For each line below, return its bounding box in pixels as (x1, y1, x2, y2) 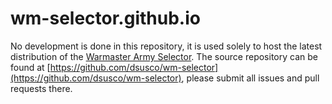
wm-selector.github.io (10, 7, 201, 30)
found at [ (10, 61, 51, 73)
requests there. (10, 82, 73, 94)
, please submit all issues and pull (181, 72, 320, 84)
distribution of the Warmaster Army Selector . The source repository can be (10, 50, 318, 62)
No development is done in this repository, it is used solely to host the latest (10, 40, 323, 52)
